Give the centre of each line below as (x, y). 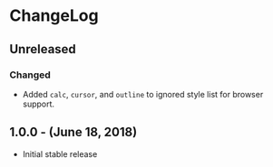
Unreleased (43, 49)
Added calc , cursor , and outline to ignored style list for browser (143, 94)
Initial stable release (60, 153)
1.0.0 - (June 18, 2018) (73, 132)
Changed (30, 75)
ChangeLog (54, 16)
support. (39, 104)
